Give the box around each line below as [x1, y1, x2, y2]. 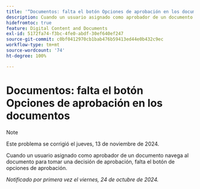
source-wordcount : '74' [6, 48, 65, 53]
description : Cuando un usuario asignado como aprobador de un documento [6, 14, 193, 20]
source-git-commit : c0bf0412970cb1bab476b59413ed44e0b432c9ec [6, 36, 164, 42]
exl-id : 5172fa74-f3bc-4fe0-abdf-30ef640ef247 [6, 31, 124, 37]
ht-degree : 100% [6, 53, 46, 59]
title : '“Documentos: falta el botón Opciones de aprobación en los [6, 8, 180, 15]
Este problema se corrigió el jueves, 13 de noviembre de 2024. [6, 140, 160, 147]
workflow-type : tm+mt [6, 42, 60, 48]
